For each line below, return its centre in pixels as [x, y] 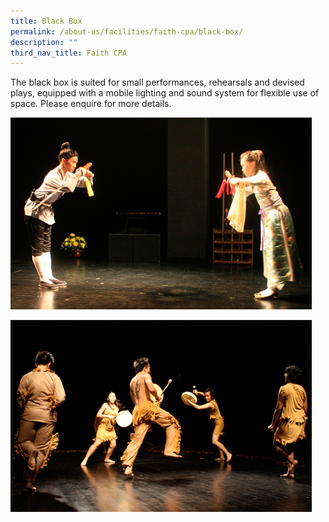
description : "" [44, 42]
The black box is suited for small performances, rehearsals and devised [157, 82]
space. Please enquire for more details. [91, 104]
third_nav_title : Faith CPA [69, 53]
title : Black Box [46, 21]
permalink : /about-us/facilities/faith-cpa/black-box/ [127, 31]
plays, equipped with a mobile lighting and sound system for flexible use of [165, 93]
